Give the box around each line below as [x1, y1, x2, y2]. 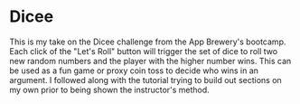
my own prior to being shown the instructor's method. [9, 84, 210, 95]
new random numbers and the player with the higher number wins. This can [9, 55, 292, 66]
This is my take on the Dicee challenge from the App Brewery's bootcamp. [9, 36, 286, 47]
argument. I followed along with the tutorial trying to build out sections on [9, 74, 282, 85]
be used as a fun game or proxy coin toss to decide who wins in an [9, 65, 259, 76]
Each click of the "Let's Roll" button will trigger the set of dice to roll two [9, 45, 278, 56]
